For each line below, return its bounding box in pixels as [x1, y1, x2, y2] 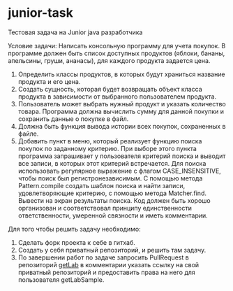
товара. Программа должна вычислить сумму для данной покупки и [17, 107, 225, 115]
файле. [17, 129, 39, 138]
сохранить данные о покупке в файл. [17, 114, 129, 123]
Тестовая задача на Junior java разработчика [8, 28, 143, 36]
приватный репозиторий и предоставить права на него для [17, 268, 196, 276]
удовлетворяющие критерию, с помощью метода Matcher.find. [17, 189, 206, 197]
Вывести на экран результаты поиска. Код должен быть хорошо [17, 196, 211, 204]
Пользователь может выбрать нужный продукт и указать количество [17, 99, 226, 108]
